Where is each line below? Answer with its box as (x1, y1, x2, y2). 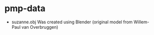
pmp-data (4, 3, 46, 14)
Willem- (133, 19, 150, 25)
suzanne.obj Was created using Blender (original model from (11, 19, 133, 25)
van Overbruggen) (21, 24, 59, 30)
